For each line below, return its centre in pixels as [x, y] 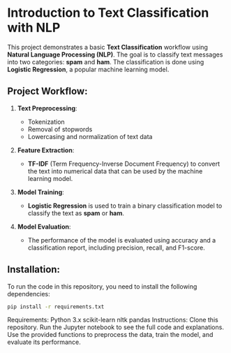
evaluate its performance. [44, 342]
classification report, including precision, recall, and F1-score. [117, 247]
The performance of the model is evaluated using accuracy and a [122, 240]
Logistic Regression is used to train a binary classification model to [125, 206]
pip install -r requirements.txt [56, 307]
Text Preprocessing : [47, 108]
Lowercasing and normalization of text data [90, 136]
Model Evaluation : [44, 226]
